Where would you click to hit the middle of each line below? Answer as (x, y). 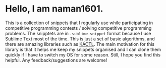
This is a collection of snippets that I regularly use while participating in (79, 23)
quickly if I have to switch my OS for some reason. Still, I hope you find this (83, 55)
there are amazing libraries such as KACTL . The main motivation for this (80, 44)
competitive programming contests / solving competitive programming (78, 28)
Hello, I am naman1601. (54, 9)
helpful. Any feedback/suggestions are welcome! (56, 60)
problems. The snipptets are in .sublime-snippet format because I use (78, 33)
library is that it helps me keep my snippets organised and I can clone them (83, 49)
